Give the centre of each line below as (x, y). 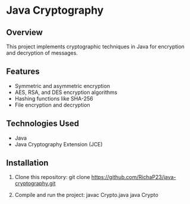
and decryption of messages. (42, 53)
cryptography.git (35, 183)
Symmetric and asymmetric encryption (62, 86)
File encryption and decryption (52, 105)
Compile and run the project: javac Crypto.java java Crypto (86, 195)
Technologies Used (42, 123)
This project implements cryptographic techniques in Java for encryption (96, 46)
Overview (25, 32)
